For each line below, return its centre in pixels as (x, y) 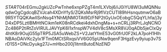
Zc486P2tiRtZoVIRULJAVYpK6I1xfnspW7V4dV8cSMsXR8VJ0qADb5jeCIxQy (83, 28)
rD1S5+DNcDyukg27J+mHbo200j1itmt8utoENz (53, 44)
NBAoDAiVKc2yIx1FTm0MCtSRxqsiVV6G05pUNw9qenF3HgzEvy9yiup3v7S (83, 39)
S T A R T (12, 7)
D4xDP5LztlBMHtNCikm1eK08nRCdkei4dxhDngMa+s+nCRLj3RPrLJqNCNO (83, 23)
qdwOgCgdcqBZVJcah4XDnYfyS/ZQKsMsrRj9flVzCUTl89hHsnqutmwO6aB (83, 12)
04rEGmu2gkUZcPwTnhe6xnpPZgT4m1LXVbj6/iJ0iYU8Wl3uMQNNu (90, 7)
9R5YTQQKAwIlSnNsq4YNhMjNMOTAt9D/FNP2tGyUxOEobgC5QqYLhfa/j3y (84, 18)
